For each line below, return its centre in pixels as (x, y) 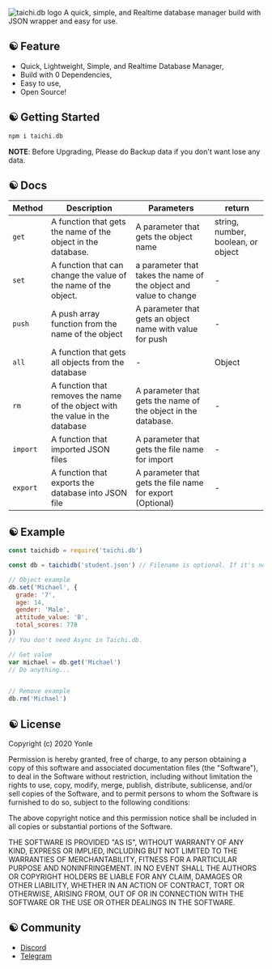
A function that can (87, 266)
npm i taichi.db (36, 136)
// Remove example (39, 691)
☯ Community (45, 928)
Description (89, 208)
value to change (166, 295)
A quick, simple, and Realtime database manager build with (162, 13)
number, (230, 232)
